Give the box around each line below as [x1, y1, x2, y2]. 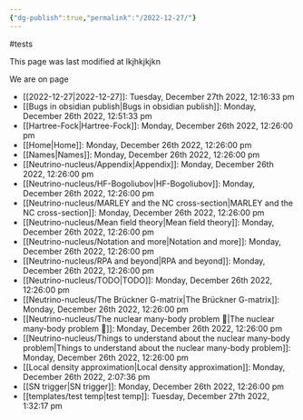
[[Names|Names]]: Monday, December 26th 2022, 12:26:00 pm [22, 149, 260, 160]
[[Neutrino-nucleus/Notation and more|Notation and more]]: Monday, [22, 235, 281, 246]
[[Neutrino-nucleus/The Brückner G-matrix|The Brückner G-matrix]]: [22, 294, 280, 305]
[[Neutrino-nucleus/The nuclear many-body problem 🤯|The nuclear [22, 313, 275, 324]
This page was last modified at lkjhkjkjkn [9, 55, 161, 66]
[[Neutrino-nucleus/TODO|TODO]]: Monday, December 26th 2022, [22, 275, 273, 285]
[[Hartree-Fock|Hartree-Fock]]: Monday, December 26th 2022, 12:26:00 [22, 120, 293, 131]
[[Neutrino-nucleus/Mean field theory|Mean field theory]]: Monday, [22, 216, 275, 227]
